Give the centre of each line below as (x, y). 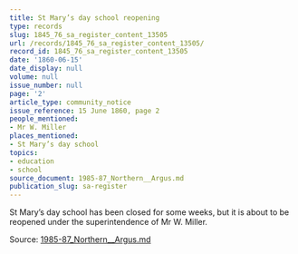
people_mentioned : (44, 119)
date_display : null (46, 69)
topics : (24, 152)
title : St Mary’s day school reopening (85, 18)
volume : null (34, 77)
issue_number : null (46, 85)
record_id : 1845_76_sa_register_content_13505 (99, 52)
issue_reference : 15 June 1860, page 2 (85, 111)
